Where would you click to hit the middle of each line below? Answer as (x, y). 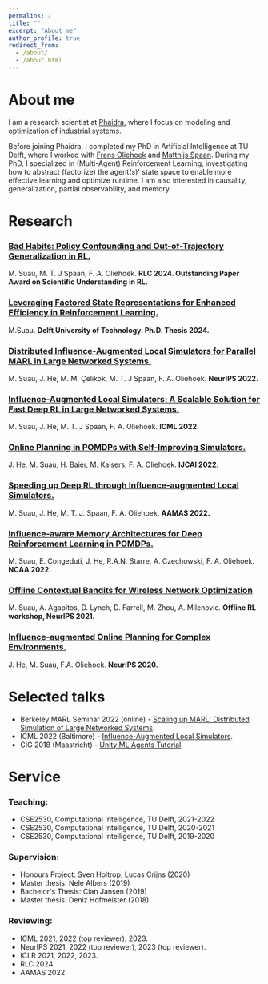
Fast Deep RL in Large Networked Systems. (94, 409)
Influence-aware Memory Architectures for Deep (105, 533)
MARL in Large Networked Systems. (80, 361)
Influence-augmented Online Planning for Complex (110, 637)
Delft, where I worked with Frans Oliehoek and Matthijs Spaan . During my (129, 155)
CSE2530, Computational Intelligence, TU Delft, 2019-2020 (117, 837)
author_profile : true (44, 38)
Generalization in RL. (50, 255)
